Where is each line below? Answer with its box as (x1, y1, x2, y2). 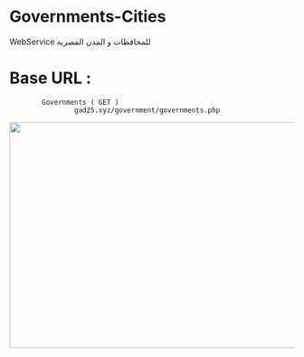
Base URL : (9, 68, 92, 89)
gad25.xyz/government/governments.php (73, 106, 221, 115)
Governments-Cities (9, 6, 166, 27)
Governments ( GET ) (42, 98, 119, 107)
